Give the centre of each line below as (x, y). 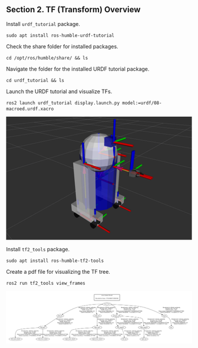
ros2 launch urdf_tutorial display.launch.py (63, 103)
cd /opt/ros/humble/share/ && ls (47, 58)
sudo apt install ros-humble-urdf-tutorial (60, 35)
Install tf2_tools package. (38, 249)
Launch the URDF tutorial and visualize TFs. (59, 91)
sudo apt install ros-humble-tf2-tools (55, 261)
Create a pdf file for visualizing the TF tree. (58, 271)
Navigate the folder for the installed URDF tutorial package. (78, 69)
